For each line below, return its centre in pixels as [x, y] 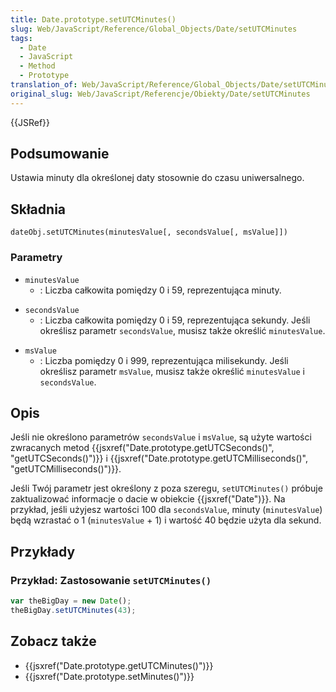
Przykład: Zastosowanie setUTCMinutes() [111, 580]
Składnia [38, 209]
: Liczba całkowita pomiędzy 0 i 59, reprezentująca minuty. [160, 290]
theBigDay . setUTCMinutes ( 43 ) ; [73, 610]
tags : [21, 38]
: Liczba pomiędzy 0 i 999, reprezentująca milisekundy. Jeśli [164, 360]
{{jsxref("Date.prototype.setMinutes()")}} [109, 676]
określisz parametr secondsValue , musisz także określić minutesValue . [182, 330]
